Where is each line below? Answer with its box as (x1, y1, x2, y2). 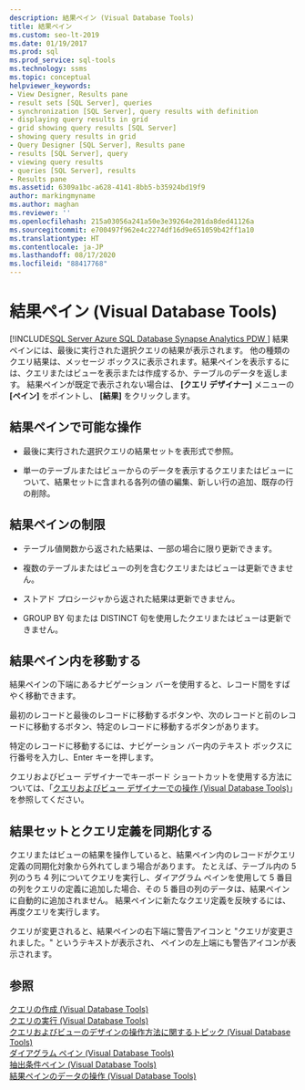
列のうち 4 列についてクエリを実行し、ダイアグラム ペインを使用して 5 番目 (9, 872, 293, 883)
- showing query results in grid (9, 132, 137, 141)
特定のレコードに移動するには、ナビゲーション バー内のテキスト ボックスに (9, 741, 293, 752)
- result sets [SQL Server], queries (9, 98, 153, 108)
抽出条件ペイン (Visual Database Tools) (9, 1059, 158, 1070)
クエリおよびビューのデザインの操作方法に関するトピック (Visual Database (9, 1027, 291, 1037)
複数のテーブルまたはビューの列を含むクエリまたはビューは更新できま (22, 562, 286, 573)
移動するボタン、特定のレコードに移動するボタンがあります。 (33, 721, 264, 732)
